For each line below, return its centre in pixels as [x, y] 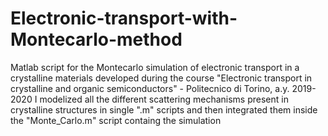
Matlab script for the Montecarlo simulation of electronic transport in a [155, 67]
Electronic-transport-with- [124, 18]
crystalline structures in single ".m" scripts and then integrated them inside [164, 109]
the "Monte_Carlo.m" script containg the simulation [116, 120]
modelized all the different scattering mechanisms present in [164, 99]
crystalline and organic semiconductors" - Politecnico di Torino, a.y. [150, 88]
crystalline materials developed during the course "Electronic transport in [161, 78]
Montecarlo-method [96, 39]
